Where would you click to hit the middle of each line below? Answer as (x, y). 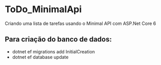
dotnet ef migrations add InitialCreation (54, 51)
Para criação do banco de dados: (58, 39)
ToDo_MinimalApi (43, 9)
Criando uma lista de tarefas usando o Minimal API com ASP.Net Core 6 (80, 23)
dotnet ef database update (40, 57)
